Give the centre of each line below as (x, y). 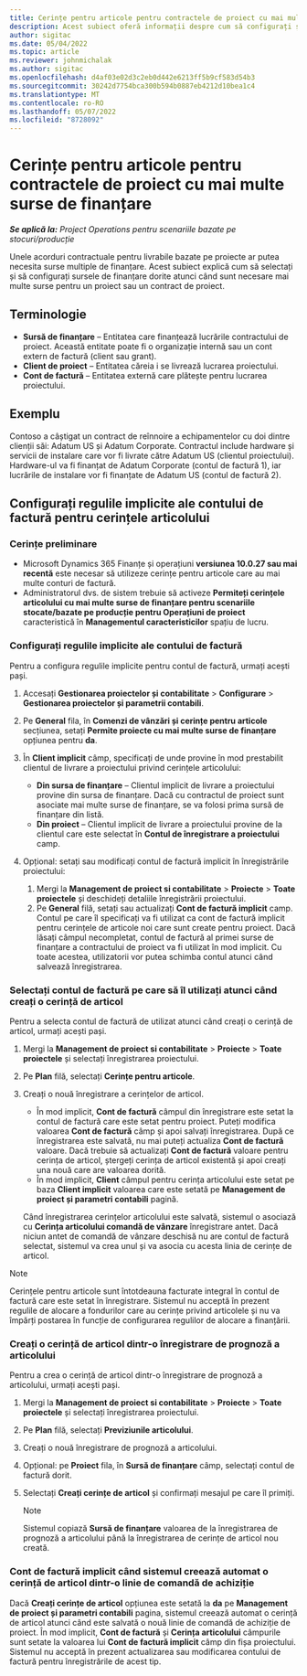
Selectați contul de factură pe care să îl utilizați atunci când (143, 990)
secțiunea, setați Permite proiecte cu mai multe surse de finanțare (149, 730)
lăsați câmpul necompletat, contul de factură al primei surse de (155, 937)
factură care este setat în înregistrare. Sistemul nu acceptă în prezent (139, 1300)
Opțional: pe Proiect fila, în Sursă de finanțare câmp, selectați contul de (159, 1466)
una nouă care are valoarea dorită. (101, 1169)
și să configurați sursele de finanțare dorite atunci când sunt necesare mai (149, 276)
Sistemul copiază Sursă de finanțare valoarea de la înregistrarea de (150, 1529)
